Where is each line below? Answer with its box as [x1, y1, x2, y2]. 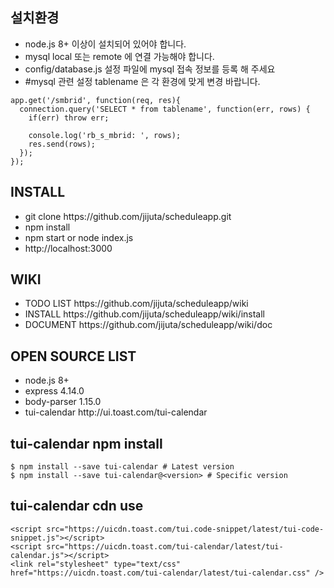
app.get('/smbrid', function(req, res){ [10, 95, 182, 105]
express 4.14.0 [24, 385, 85, 397]
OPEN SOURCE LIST [10, 348, 137, 365]
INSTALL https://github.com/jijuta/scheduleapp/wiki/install [24, 308, 265, 320]
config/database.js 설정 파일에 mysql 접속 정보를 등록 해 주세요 [24, 63, 276, 75]
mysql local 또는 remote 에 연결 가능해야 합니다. [24, 50, 215, 62]
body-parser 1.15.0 [24, 396, 102, 408]
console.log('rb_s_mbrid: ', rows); [28, 130, 182, 140]
